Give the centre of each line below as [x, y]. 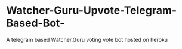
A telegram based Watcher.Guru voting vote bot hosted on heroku [87, 39]
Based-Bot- [36, 23]
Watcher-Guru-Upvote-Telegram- [92, 10]
